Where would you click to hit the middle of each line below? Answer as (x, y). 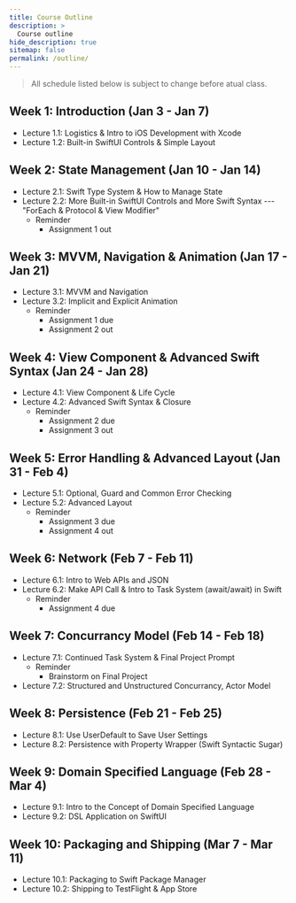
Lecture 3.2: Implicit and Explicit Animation (100, 301)
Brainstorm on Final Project (98, 676)
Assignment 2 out (81, 329)
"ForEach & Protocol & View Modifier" (91, 210)
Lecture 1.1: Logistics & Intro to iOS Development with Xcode (132, 133)
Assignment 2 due (82, 421)
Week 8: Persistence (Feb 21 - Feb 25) (116, 714)
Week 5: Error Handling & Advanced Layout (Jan (145, 458)
